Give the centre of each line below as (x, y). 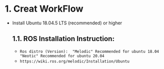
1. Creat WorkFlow (44, 9)
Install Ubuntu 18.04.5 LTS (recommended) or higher (67, 23)
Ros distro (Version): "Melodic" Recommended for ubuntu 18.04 (89, 51)
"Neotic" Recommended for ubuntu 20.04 (62, 56)
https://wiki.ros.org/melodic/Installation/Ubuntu (75, 61)
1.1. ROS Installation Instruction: (63, 39)
